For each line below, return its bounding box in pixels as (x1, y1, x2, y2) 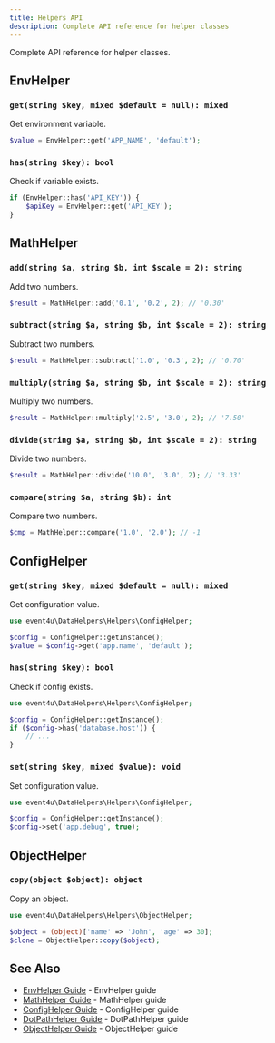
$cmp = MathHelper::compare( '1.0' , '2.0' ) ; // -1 (9, 528, 201, 537)
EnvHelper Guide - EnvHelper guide (22, 985, 157, 996)
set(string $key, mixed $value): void (9, 762, 182, 772)
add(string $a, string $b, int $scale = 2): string (9, 262, 243, 273)
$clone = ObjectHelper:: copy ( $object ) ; (9, 936, 161, 945)
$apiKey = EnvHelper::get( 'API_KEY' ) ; (25, 202, 172, 212)
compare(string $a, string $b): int (9, 492, 172, 502)
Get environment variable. (9, 119, 107, 130)
